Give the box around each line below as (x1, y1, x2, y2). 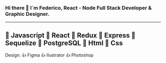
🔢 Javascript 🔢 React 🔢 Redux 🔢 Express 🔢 (5, 31, 136, 39)
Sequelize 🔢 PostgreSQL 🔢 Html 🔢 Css (5, 39, 123, 47)
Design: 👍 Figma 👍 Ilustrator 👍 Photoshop (5, 52, 94, 58)
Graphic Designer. (5, 10, 50, 17)
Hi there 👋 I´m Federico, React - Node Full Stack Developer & (5, 4, 152, 11)
